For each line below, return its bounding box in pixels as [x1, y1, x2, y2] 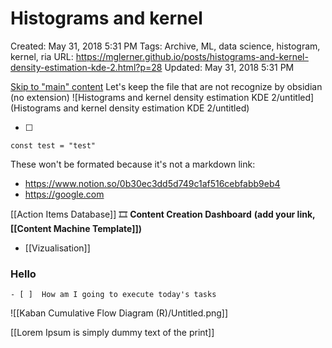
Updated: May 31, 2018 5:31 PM [164, 61, 295, 73]
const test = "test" [10, 140, 97, 151]
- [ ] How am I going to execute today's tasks [10, 290, 217, 300]
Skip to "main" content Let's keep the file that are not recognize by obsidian [10, 80, 323, 92]
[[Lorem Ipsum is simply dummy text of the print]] [10, 327, 215, 339]
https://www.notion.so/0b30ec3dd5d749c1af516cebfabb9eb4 [24, 177, 281, 189]
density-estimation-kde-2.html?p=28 [10, 61, 163, 73]
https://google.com [24, 188, 105, 200]
